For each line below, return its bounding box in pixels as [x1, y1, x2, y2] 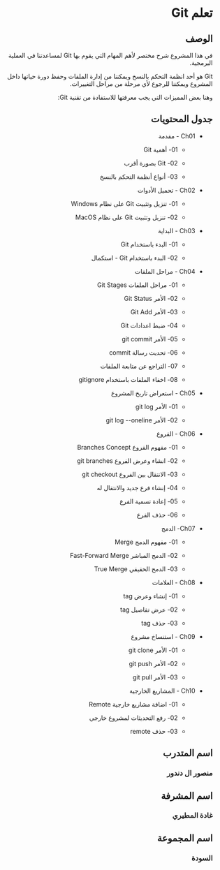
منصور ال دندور [166, 768, 213, 778]
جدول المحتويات [150, 113, 213, 125]
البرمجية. [189, 59, 213, 67]
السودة [191, 853, 213, 863]
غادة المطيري [172, 811, 213, 820]
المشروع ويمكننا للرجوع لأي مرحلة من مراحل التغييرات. [69, 80, 213, 88]
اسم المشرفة [161, 790, 213, 802]
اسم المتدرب [162, 747, 213, 759]
